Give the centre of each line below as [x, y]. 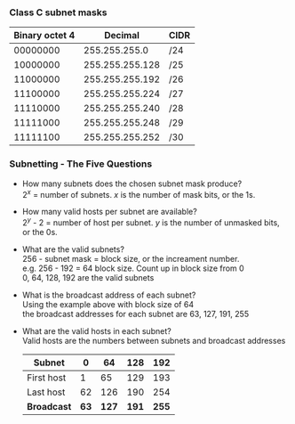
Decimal [122, 36]
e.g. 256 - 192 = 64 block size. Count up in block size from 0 [133, 268]
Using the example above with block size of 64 [108, 304]
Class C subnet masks [58, 12]
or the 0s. [40, 232]
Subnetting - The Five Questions [81, 164]
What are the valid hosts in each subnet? [96, 330]
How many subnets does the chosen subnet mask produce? [132, 183]
